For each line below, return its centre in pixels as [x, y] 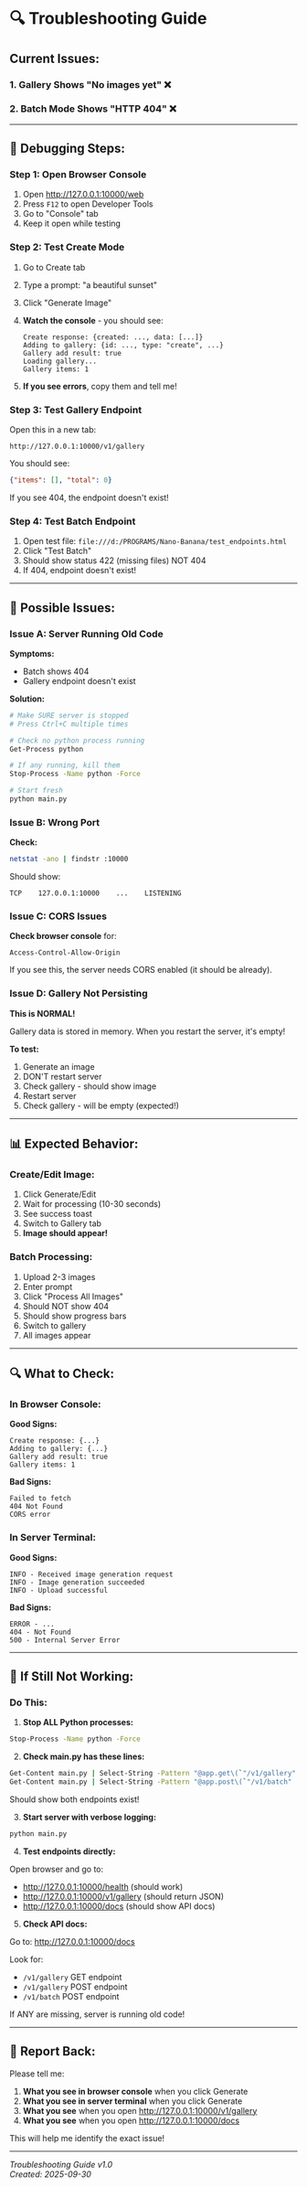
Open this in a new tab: [53, 430]
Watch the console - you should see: [93, 320]
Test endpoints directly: [69, 1851]
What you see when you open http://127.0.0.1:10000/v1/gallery [140, 2110]
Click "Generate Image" [67, 303]
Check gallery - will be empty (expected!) [101, 1105]
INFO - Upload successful [58, 1590]
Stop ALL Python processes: [78, 1723]
